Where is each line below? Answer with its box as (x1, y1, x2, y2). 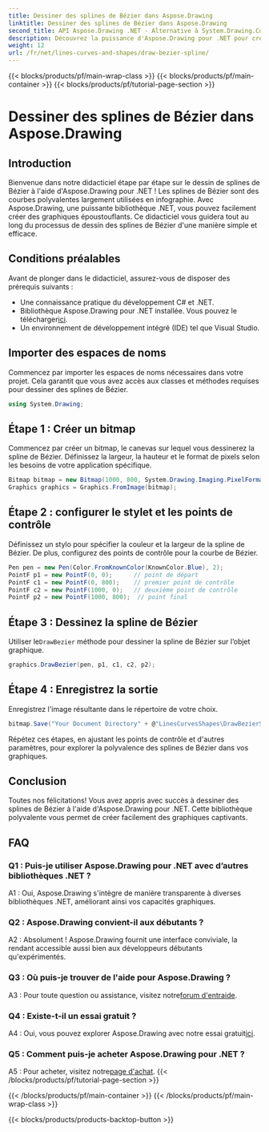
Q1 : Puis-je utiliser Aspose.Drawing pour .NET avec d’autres (8, 859, 249, 871)
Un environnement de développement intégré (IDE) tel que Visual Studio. (19, 322, 260, 333)
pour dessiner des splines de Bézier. (8, 384, 129, 394)
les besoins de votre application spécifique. (8, 460, 152, 470)
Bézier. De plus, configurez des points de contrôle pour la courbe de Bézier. (8, 548, 259, 557)
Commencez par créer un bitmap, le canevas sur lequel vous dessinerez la (8, 443, 255, 453)
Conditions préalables (8, 252, 121, 265)
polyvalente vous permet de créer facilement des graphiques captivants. (8, 813, 248, 823)
